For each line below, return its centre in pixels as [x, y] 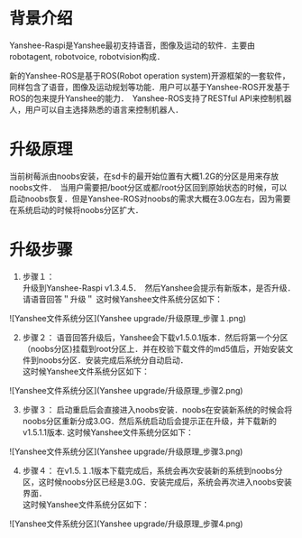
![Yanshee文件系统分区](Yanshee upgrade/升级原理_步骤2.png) [126, 390]
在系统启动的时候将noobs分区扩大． [77, 209]
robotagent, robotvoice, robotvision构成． [87, 56]
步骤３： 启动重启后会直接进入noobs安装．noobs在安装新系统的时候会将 [157, 409]
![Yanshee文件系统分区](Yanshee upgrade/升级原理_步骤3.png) [126, 451]
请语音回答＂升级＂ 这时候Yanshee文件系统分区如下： [123, 299]
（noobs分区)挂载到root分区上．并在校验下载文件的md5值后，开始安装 [154, 348]
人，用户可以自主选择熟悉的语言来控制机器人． [96, 109]
